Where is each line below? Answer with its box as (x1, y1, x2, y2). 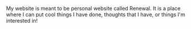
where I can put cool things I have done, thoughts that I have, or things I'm (6, 11, 186, 18)
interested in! (6, 17, 38, 24)
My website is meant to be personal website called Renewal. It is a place (6, 5, 180, 12)
